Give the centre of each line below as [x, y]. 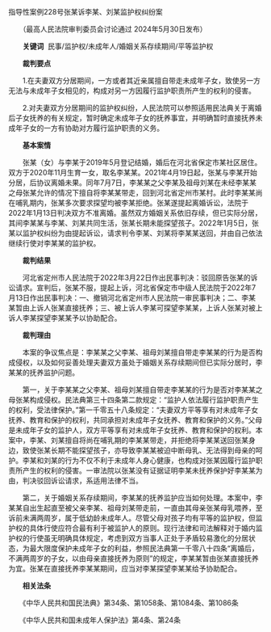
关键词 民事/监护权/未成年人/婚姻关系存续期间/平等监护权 [118, 46]
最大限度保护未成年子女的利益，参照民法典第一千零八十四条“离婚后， [144, 548]
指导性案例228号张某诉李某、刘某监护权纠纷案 [85, 12]
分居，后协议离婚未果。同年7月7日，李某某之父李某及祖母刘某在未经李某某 [132, 183]
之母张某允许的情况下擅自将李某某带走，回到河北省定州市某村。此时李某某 [132, 193]
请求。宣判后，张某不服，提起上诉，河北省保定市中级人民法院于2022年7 [135, 288]
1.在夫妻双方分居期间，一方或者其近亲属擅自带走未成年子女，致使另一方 [141, 80]
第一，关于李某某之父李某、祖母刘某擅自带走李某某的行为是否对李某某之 [142, 390]
